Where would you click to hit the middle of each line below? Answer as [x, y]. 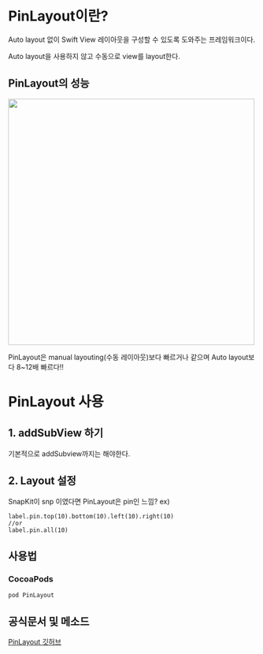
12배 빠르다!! [44, 366]
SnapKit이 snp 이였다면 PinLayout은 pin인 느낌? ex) [89, 501]
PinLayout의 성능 [49, 84]
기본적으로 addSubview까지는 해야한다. [69, 453]
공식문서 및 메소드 [49, 621]
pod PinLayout [31, 596]
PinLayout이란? [58, 16]
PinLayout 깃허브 [35, 642]
